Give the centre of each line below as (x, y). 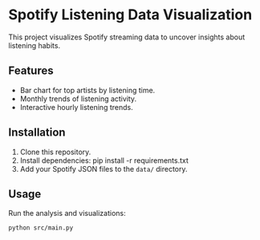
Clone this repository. (55, 152)
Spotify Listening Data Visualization (130, 15)
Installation (37, 133)
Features (31, 71)
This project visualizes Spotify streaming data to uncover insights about (127, 37)
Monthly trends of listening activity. (78, 99)
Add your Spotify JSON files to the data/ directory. (104, 169)
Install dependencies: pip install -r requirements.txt (104, 160)
